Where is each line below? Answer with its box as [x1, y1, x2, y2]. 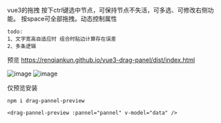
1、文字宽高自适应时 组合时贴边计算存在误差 [7, 36, 117, 43]
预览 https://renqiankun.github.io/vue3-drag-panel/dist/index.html [7, 56, 195, 64]
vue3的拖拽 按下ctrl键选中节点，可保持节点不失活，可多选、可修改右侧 [7, 6, 209, 14]
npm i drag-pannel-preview [7, 98, 85, 104]
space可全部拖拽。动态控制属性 [26, 14, 117, 23]
